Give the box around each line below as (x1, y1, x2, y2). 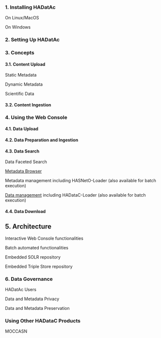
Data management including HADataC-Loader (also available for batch (5, 192, 146, 198)
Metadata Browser (5, 169, 42, 174)
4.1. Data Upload (5, 126, 39, 132)
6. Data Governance (5, 276, 53, 282)
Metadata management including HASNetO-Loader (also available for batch (5, 178, 157, 184)
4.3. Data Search (5, 148, 40, 154)
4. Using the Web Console (5, 114, 67, 121)
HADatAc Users (5, 286, 36, 292)
